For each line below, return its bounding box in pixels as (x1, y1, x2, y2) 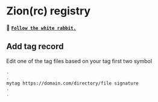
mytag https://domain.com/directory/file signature (6, 80, 139, 86)
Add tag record (6, 41, 64, 52)
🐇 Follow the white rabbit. (6, 24, 77, 31)
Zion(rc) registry (6, 4, 91, 18)
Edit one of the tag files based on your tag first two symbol (6, 57, 153, 64)
